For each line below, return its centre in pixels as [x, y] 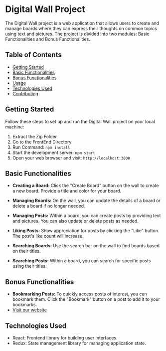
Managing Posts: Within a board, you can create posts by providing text [86, 216]
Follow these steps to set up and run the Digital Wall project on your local [80, 121]
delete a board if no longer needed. [49, 206]
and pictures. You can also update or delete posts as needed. [75, 221]
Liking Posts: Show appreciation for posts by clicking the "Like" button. [86, 231]
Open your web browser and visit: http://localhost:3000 [71, 158]
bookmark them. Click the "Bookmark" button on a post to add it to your [86, 299]
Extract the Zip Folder [35, 136]
